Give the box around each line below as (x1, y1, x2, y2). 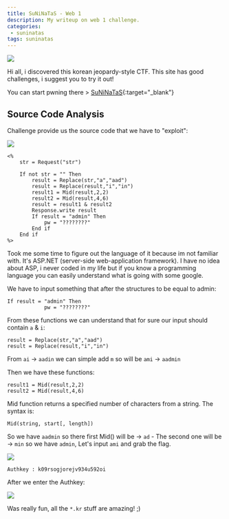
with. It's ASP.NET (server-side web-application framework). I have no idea (7, 256, 220, 265)
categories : (7, 23, 41, 30)
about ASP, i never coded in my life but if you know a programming (7, 263, 197, 272)
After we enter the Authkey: (7, 478, 85, 486)
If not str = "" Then (19, 170, 81, 178)
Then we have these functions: (7, 368, 95, 376)
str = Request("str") (19, 159, 81, 165)
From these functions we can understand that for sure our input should (7, 316, 208, 324)
